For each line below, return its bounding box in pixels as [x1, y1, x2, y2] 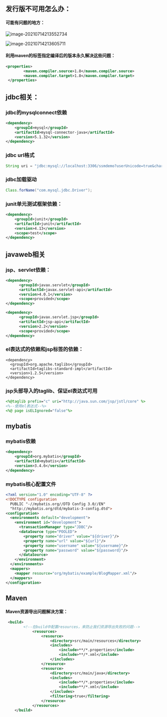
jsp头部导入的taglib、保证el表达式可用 [5, 387, 98, 394]
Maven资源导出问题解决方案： [5, 609, 68, 615]
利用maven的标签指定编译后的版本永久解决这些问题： [5, 53, 115, 59]
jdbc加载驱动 [5, 176, 37, 183]
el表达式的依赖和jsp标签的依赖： [5, 346, 84, 353]
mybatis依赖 [5, 437, 36, 444]
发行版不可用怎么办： [5, 4, 71, 13]
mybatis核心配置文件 [5, 481, 56, 488]
